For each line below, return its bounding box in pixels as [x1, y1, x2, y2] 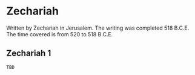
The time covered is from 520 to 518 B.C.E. [6, 30, 113, 37]
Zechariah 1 [6, 48, 51, 59]
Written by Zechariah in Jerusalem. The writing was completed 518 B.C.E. [6, 24, 190, 31]
